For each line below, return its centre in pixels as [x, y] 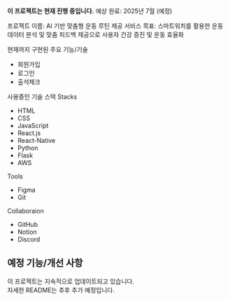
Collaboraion [26, 211]
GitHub [28, 224]
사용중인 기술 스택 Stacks [42, 97]
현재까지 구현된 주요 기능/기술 [48, 49]
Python [28, 148]
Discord [29, 239]
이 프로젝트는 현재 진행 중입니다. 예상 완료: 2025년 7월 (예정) [90, 11]
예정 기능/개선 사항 [45, 263]
